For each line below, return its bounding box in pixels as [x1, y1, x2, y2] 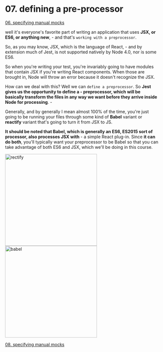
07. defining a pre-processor [5, 3, 123, 15]
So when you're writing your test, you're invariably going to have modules [5, 64, 154, 70]
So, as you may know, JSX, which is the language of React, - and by [5, 44, 142, 49]
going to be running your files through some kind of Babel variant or [5, 114, 142, 119]
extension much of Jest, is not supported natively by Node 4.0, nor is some [5, 49, 157, 55]
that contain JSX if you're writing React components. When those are [5, 69, 145, 74]
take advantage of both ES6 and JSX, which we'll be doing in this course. [5, 144, 153, 150]
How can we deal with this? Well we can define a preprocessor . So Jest [5, 83, 151, 89]
